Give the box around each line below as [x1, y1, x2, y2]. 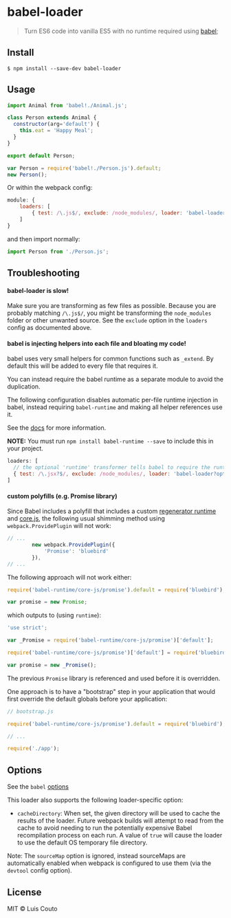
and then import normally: [7, 234, 80, 243]
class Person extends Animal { [7, 114, 97, 121]
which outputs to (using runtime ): [7, 611, 102, 620]
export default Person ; [7, 152, 76, 159]
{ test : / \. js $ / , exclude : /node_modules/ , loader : [32, 210, 184, 217]
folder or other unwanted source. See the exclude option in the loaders [7, 316, 208, 325]
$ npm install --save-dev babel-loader [7, 65, 122, 72]
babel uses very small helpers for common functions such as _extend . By [7, 355, 214, 363]
